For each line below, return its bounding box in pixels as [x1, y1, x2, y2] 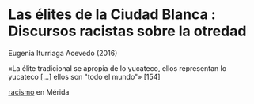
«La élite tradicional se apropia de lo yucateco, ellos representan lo [8, 63, 227, 72]
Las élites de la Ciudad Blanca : [8, 6, 216, 24]
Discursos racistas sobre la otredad [8, 22, 247, 40]
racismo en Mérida [8, 87, 70, 96]
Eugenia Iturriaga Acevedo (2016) [8, 48, 118, 58]
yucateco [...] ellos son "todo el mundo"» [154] [8, 72, 161, 81]
